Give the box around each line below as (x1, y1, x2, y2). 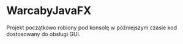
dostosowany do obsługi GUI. (6, 30, 81, 37)
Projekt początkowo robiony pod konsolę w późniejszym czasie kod (6, 24, 177, 31)
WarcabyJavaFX (6, 4, 92, 18)
